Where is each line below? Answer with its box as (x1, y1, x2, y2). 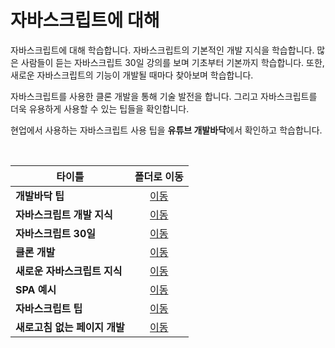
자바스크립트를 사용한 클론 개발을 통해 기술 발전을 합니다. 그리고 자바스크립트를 (10, 90, 318, 102)
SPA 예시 (15, 282, 57, 296)
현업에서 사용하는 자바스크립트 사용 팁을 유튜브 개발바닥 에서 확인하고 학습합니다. (10, 124, 323, 136)
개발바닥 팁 (15, 189, 65, 203)
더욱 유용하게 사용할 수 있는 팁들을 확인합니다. (10, 102, 190, 115)
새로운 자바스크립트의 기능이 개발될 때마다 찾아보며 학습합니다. (10, 69, 254, 81)
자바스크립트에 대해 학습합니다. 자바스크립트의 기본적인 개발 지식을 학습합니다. (10, 44, 315, 56)
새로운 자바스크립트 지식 (15, 264, 123, 278)
